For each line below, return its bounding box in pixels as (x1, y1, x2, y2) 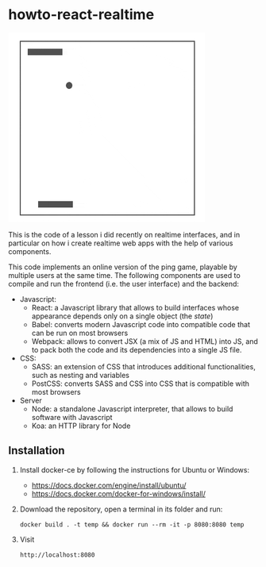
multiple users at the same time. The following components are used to (8, 270, 241, 280)
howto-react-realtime (8, 6, 155, 24)
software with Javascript (31, 412, 113, 422)
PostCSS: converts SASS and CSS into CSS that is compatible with (31, 379, 250, 388)
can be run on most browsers (31, 328, 129, 337)
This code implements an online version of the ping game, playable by (8, 262, 238, 272)
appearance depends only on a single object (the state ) (31, 311, 214, 321)
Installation (8, 444, 65, 457)
